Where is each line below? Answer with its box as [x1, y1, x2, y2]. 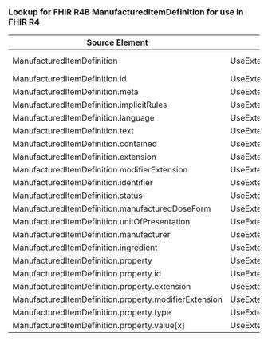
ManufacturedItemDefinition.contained [12, 138, 158, 149]
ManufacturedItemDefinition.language [12, 113, 155, 124]
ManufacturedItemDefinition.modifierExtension [12, 165, 188, 176]
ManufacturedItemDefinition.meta [12, 86, 139, 97]
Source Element [86, 37, 149, 48]
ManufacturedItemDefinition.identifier [12, 177, 153, 188]
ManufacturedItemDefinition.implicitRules [12, 99, 167, 110]
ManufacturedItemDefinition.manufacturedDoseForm [12, 203, 211, 214]
